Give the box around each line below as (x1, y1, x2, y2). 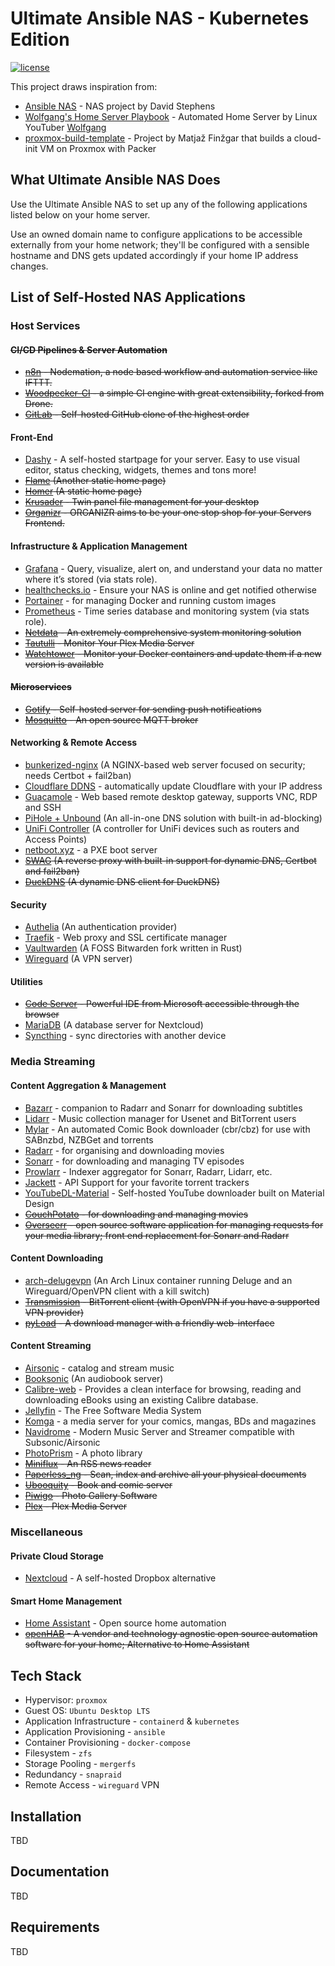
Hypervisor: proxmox (24, 1694, 108, 1706)
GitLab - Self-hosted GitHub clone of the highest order (24, 408, 250, 421)
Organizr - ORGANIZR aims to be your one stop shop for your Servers (24, 507, 312, 519)
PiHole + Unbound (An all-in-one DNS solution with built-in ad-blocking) (24, 812, 323, 824)
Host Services (10, 319, 81, 333)
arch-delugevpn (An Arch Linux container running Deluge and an (24, 1274, 293, 1286)
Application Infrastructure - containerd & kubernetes (24, 1715, 240, 1727)
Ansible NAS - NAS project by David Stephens (24, 100, 216, 112)
